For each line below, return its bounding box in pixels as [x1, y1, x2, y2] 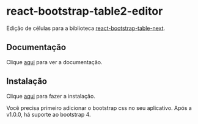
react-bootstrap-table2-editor [6, 4, 163, 18]
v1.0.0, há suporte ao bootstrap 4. [6, 111, 91, 118]
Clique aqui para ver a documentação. [6, 58, 103, 65]
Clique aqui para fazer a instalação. [6, 92, 96, 100]
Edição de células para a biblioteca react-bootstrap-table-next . [6, 24, 166, 32]
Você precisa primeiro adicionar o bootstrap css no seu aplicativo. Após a [6, 104, 193, 111]
